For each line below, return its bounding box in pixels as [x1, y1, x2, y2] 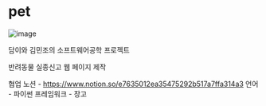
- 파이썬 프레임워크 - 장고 [8, 88, 88, 98]
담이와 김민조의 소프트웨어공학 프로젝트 [8, 45, 130, 54]
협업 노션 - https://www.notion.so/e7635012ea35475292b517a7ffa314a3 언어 [8, 79, 259, 88]
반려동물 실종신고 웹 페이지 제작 [8, 62, 107, 72]
